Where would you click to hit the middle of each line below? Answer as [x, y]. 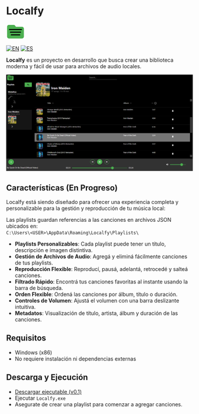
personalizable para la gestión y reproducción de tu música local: [86, 208]
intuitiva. [25, 307]
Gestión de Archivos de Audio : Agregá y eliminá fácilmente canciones [101, 257]
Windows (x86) [33, 352]
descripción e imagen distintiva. [54, 250]
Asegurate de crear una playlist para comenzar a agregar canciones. [98, 404]
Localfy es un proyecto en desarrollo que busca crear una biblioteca [90, 60]
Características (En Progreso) [62, 188]
